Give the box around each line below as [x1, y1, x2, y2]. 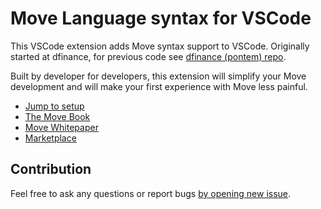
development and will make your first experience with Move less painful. [10, 80, 308, 92]
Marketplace [24, 132, 77, 144]
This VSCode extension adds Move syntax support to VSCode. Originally [10, 40, 310, 52]
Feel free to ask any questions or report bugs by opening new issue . [10, 187, 292, 199]
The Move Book [24, 110, 91, 122]
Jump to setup [24, 100, 85, 112]
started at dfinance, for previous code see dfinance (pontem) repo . [10, 50, 287, 62]
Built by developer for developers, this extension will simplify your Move [10, 70, 307, 82]
